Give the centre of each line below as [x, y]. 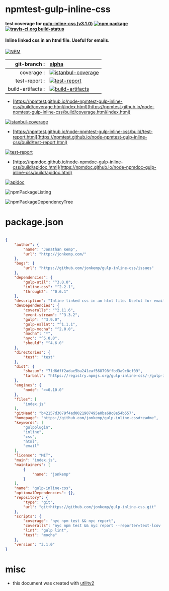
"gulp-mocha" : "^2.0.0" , [49, 329]
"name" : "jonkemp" [51, 474]
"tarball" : [35, 376]
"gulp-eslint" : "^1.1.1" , [51, 324]
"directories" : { [32, 352]
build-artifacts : [26, 89]
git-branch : [30, 64]
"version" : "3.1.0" [35, 544]
